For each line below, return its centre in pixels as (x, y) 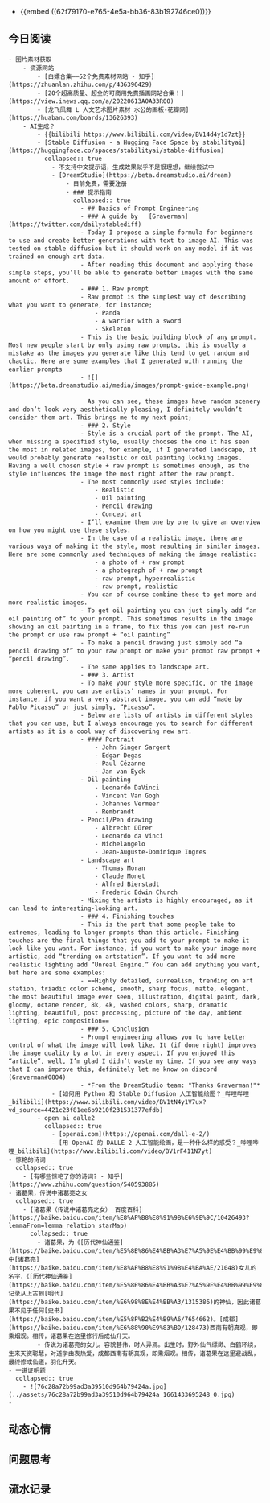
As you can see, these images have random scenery (174, 401)
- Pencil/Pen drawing (116, 820)
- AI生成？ (39, 126)
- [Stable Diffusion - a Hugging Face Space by (118, 142)
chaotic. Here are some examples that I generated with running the (125, 361)
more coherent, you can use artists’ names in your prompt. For (118, 691)
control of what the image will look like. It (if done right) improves (133, 1045)
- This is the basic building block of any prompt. (168, 337)
